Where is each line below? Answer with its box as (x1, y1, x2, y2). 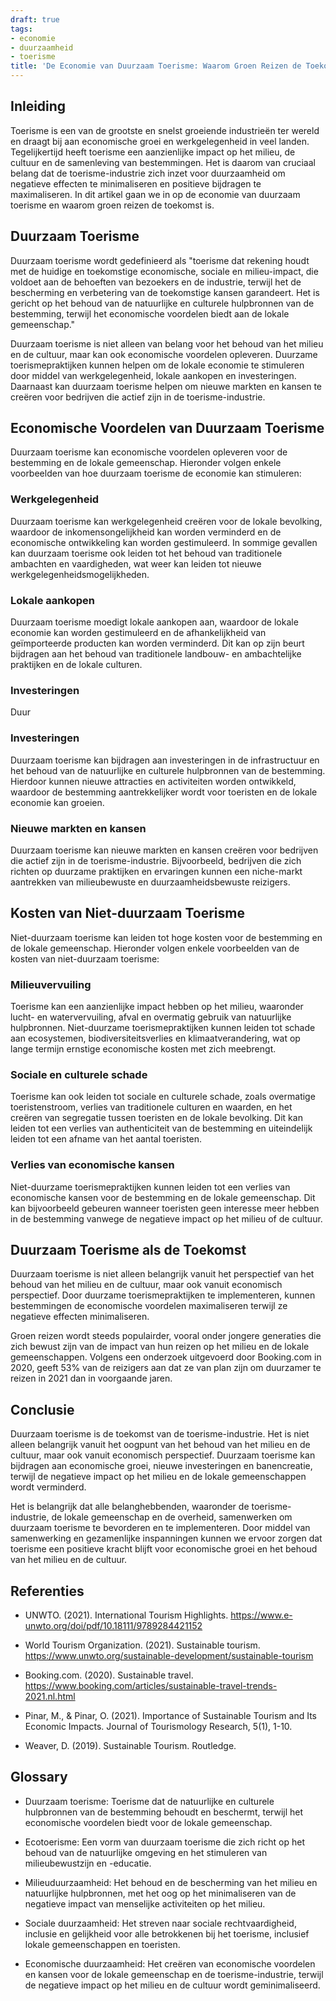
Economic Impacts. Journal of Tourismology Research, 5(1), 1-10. (24, 1721, 293, 1733)
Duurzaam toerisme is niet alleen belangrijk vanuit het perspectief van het (10, 1268, 315, 1280)
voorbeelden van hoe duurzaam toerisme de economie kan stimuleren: (10, 467, 302, 480)
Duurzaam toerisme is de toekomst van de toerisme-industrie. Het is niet (10, 1428, 310, 1440)
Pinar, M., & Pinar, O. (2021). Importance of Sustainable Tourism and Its (24, 1710, 317, 1722)
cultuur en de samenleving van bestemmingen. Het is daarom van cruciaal (10, 156, 316, 168)
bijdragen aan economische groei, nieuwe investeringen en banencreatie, (10, 1460, 313, 1472)
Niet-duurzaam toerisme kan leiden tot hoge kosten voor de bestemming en (10, 931, 323, 943)
